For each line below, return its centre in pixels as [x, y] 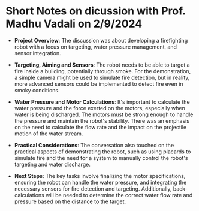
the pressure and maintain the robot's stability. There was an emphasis [102, 120]
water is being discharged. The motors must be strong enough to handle [104, 114]
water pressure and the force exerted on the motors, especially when [99, 108]
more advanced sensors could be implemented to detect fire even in [99, 84]
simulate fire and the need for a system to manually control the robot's [101, 158]
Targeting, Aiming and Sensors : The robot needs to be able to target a [102, 65]
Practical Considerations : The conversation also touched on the [94, 145]
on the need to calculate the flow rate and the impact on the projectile [100, 127]
